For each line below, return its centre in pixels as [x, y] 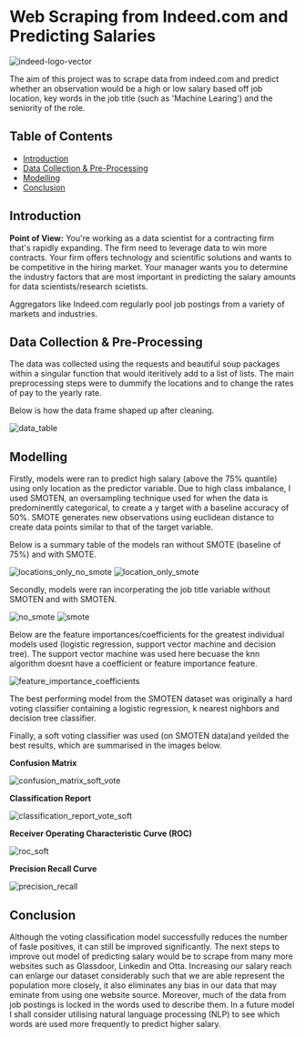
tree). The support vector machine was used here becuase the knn [135, 654]
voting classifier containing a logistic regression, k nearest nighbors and [144, 709]
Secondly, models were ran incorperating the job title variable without [140, 590]
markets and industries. [54, 313]
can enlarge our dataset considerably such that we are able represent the [147, 976]
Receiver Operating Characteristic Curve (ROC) [101, 833]
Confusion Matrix [43, 763]
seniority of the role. [47, 107]
